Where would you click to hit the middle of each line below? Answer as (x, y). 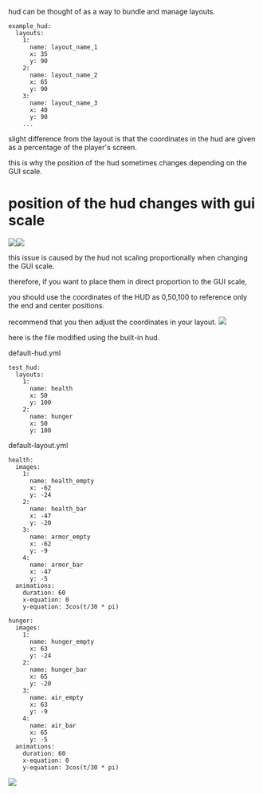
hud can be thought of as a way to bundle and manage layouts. (112, 12)
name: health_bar (58, 509)
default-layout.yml (38, 445)
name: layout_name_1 (63, 47)
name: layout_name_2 (63, 75)
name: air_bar (53, 725)
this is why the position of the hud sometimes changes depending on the (128, 163)
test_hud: (25, 367)
